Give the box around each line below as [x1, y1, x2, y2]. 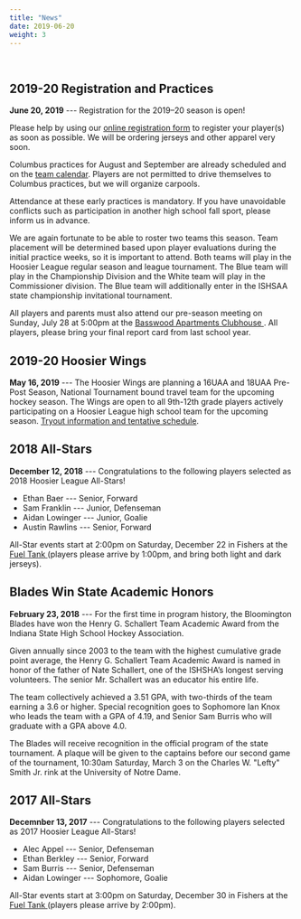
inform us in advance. [9, 215, 90, 226]
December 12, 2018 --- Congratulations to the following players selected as [9, 465, 292, 476]
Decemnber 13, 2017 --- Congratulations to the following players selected [9, 817, 286, 828]
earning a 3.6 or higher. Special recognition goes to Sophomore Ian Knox [9, 701, 280, 712]
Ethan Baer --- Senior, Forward [22, 492, 138, 503]
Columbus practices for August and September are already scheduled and [9, 159, 287, 170]
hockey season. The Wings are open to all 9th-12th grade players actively [9, 397, 284, 407]
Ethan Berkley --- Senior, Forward [22, 853, 149, 864]
